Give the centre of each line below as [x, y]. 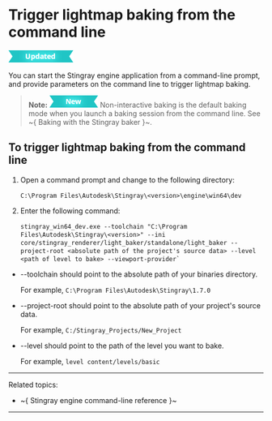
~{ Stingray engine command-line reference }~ [98, 400]
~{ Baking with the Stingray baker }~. [90, 122]
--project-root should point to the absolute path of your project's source [140, 305]
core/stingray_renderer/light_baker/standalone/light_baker [123, 243]
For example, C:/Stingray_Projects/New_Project [101, 329]
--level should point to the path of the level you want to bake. [122, 346]
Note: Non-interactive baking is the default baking [137, 105]
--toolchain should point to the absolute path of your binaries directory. [139, 274]
